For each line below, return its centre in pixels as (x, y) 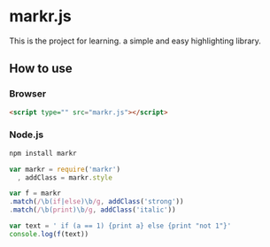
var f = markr (35, 193)
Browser (28, 94)
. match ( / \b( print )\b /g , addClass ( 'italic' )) (93, 210)
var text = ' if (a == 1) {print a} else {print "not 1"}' (120, 226)
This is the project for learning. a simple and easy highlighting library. (135, 41)
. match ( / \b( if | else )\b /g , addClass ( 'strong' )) (96, 202)
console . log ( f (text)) (49, 234)
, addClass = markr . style (65, 178)
